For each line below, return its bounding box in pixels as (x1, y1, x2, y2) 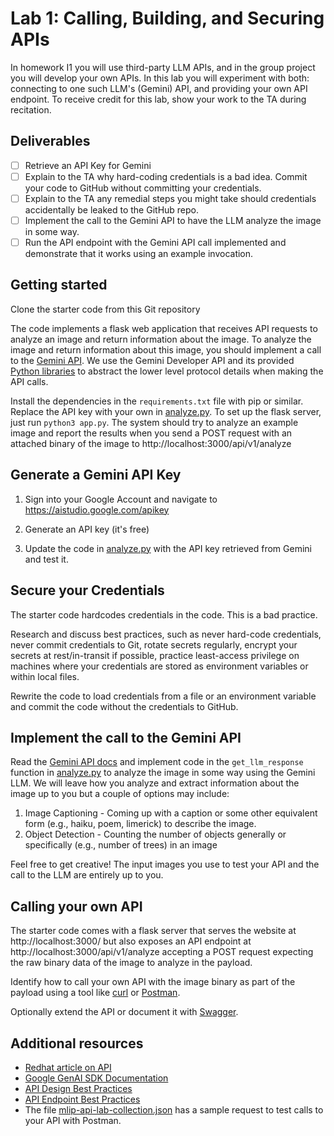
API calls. (10, 375, 49, 387)
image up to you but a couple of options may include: (10, 788, 230, 800)
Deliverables (10, 133, 91, 150)
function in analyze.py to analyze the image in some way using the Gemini (10, 767, 316, 779)
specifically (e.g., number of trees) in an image (24, 839, 218, 851)
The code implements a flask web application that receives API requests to (10, 322, 318, 334)
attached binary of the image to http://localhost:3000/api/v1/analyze (10, 437, 292, 449)
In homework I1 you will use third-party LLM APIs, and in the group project (10, 61, 316, 73)
